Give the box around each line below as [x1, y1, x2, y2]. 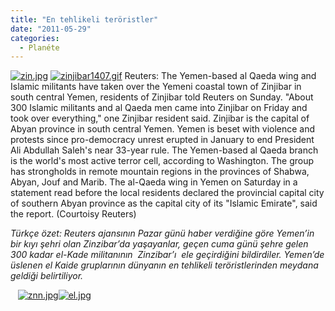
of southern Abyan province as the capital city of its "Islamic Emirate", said [10, 197, 318, 210]
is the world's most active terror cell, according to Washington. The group [10, 155, 315, 167]
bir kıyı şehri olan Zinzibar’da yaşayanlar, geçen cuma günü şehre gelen [10, 238, 309, 250]
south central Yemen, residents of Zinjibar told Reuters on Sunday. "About [10, 91, 314, 103]
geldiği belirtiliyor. [10, 270, 84, 282]
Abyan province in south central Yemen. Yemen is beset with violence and [10, 123, 316, 135]
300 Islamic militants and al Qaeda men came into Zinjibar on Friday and [10, 102, 308, 114]
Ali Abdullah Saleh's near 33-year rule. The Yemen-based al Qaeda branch [10, 144, 319, 156]
